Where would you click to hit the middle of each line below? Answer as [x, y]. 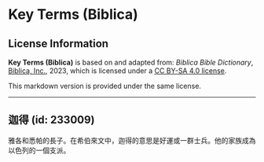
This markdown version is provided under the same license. [105, 86]
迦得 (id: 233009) [52, 120]
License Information [58, 44]
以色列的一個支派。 [39, 150]
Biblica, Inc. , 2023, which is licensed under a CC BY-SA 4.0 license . [117, 71]
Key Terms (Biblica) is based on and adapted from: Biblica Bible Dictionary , [131, 62]
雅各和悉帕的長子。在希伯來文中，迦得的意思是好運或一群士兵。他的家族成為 [132, 140]
